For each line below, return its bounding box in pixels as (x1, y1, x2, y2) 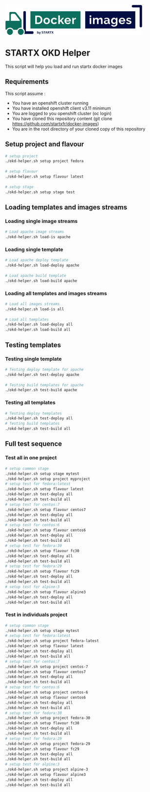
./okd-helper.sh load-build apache (5, 278, 77, 283)
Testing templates (5, 341, 61, 349)
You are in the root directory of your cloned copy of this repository (12, 126, 146, 132)
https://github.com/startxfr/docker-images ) (12, 120, 99, 126)
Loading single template (5, 246, 63, 253)
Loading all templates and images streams (5, 290, 107, 297)
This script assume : (5, 90, 46, 97)
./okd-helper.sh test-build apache (5, 388, 77, 393)
